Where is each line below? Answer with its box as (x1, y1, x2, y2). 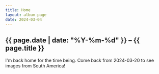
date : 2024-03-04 (5, 17, 42, 22)
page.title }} (5, 44, 45, 53)
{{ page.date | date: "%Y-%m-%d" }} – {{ (5, 36, 140, 44)
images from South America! (5, 63, 65, 69)
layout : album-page (5, 12, 47, 17)
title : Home (5, 7, 31, 13)
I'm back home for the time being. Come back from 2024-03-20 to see (5, 57, 154, 64)
